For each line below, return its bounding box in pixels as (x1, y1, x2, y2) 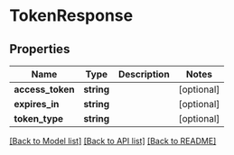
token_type (14, 113, 64, 124)
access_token (14, 83, 75, 96)
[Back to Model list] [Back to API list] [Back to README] (9, 136, 217, 146)
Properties (9, 41, 70, 57)
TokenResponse (9, 5, 134, 26)
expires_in (14, 98, 60, 110)
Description (117, 68, 170, 80)
